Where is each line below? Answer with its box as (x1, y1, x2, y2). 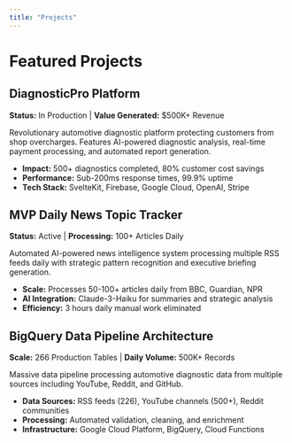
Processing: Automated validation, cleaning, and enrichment (21, 415, 245, 425)
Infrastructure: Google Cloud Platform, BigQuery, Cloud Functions (21, 424, 265, 435)
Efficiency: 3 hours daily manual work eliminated (21, 303, 202, 314)
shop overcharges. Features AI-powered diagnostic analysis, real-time (9, 136, 265, 147)
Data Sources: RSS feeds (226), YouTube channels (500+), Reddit (21, 396, 264, 407)
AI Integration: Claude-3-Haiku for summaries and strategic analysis (21, 293, 273, 304)
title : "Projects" (9, 12, 77, 22)
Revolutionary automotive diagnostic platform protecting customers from (9, 127, 274, 137)
